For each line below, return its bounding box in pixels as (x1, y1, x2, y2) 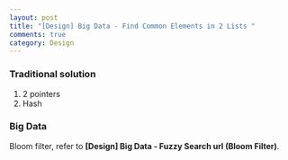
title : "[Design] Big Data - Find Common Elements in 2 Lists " (9, 22, 256, 31)
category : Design (9, 38, 75, 48)
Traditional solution (9, 68, 96, 81)
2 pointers (22, 88, 61, 99)
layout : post (9, 13, 58, 22)
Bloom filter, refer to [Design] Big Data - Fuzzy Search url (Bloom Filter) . (9, 140, 280, 151)
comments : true (9, 30, 67, 39)
